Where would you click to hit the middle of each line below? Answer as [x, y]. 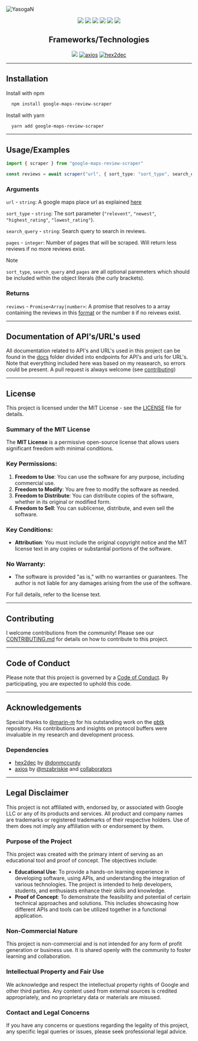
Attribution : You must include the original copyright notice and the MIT [101, 542]
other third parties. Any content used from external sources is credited [92, 991]
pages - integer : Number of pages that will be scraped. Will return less [91, 243]
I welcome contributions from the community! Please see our [80, 633]
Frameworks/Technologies [99, 40]
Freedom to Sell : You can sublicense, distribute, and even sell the [94, 508]
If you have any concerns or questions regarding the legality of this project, [98, 1025]
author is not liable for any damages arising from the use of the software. [103, 583]
